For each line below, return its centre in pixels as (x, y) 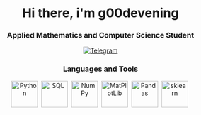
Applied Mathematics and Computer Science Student (100, 35)
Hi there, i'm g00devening (100, 13)
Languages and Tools (100, 69)
